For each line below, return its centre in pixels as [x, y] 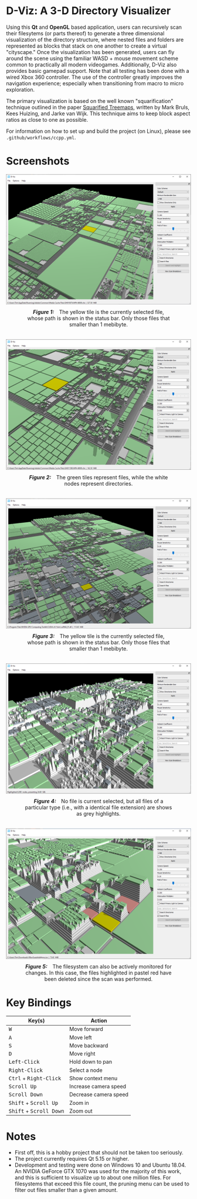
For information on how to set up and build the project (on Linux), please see [98, 131]
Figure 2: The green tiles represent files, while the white [98, 477]
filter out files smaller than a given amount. [66, 1190]
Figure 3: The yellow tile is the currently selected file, [98, 636]
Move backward [89, 1046]
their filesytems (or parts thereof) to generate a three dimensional [85, 33]
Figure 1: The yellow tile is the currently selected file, [98, 312]
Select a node [86, 1070]
